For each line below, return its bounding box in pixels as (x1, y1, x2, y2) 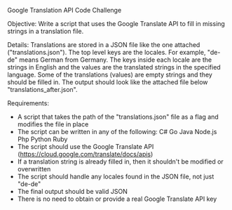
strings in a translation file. (7, 27, 84, 35)
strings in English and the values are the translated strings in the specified (7, 63, 221, 71)
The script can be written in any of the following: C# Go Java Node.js (17, 128, 217, 136)
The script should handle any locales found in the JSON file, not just (17, 172, 214, 181)
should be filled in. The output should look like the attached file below (7, 78, 208, 86)
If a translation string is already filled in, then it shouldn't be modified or (17, 157, 224, 166)
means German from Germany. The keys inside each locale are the (18, 55, 212, 64)
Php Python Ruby (17, 135, 68, 143)
